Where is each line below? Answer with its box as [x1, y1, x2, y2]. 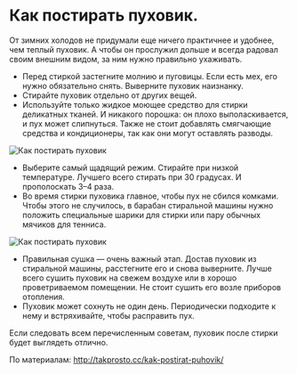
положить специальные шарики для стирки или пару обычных [21, 209, 261, 220]
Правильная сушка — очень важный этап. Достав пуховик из [21, 253, 257, 264]
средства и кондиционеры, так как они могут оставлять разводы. [21, 127, 274, 138]
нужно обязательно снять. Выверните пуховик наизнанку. [21, 80, 245, 91]
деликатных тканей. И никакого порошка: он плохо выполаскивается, [21, 109, 289, 119]
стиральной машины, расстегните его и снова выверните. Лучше [21, 263, 273, 273]
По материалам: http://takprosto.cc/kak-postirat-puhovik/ [9, 354, 224, 365]
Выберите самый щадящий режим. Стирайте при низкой [21, 162, 239, 173]
